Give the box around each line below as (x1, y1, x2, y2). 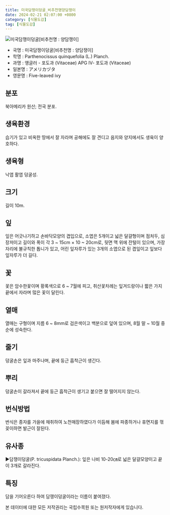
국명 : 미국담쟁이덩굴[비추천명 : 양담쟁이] (12, 47, 93, 53)
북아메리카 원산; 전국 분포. (5, 103, 57, 110)
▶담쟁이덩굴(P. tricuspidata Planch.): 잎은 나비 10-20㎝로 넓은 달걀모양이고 (5, 456, 157, 463)
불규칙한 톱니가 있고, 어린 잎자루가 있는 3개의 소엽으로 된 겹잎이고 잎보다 (18, 246, 162, 252)
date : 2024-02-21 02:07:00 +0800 (5, 12, 76, 17)
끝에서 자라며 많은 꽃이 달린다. (5, 289, 65, 295)
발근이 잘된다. (22, 425, 50, 431)
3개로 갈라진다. (10, 463, 41, 469)
